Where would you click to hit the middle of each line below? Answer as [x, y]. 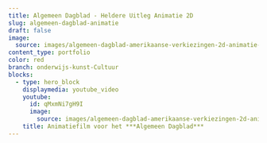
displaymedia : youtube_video [71, 89]
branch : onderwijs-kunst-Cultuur [64, 68]
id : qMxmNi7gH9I [56, 104]
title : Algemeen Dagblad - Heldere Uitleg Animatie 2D [101, 15]
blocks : [21, 75]
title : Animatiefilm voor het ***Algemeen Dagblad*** [113, 126]
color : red [26, 60]
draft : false [30, 30]
